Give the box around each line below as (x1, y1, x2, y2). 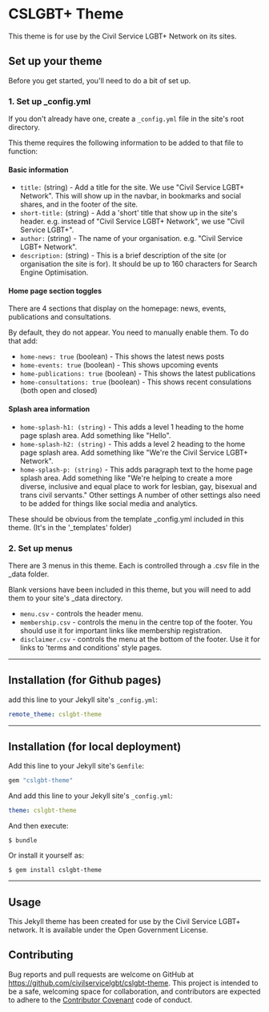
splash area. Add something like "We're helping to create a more (19, 473, 233, 483)
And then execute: (8, 821, 69, 831)
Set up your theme (8, 54, 102, 68)
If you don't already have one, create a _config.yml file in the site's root (8, 114, 244, 124)
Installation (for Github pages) (8, 673, 162, 687)
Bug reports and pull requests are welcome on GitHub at (8, 970, 195, 979)
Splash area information (8, 404, 90, 414)
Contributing (8, 948, 74, 962)
